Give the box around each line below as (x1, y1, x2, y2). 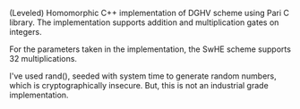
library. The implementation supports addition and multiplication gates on (9, 17, 279, 28)
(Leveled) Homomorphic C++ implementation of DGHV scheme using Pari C (9, 8, 289, 18)
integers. (9, 27, 42, 37)
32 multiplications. (9, 54, 78, 63)
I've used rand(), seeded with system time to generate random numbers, (9, 71, 277, 81)
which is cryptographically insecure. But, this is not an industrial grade (9, 80, 269, 90)
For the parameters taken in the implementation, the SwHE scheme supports (9, 44, 291, 54)
